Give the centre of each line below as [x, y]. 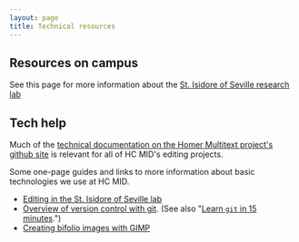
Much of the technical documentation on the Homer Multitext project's [141, 145]
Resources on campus [74, 63]
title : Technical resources [63, 26]
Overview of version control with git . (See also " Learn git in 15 [140, 208]
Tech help [38, 123]
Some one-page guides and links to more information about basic [132, 172]
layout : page [34, 18]
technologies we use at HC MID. [70, 181]
